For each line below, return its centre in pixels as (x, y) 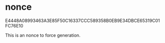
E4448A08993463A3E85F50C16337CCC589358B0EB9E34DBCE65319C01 (82, 21)
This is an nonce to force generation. (43, 35)
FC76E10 (14, 25)
